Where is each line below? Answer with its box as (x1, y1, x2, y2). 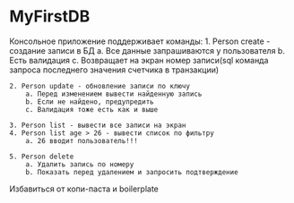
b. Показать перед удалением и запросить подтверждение (25, 167, 239, 176)
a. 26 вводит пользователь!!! (25, 136, 139, 145)
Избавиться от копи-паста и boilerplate (9, 183, 160, 194)
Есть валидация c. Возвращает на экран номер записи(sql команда (9, 55, 269, 65)
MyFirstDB (9, 6, 91, 27)
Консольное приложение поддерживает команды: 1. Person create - (9, 36, 271, 47)
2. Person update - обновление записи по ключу (9, 81, 191, 90)
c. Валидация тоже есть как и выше (25, 105, 159, 114)
